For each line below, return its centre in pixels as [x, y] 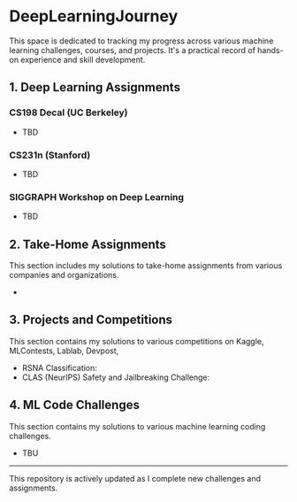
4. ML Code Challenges [74, 405]
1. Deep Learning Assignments [95, 87]
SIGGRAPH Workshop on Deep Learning [96, 197]
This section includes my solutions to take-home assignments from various [146, 266]
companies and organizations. [64, 275]
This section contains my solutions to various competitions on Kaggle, [137, 341]
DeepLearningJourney [94, 16]
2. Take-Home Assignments [88, 244]
